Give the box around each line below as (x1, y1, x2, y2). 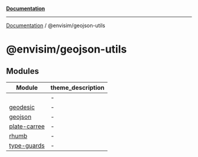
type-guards (9, 142, 45, 149)
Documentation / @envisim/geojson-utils (6, 22, 105, 29)
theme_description (50, 84, 105, 91)
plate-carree (9, 122, 45, 130)
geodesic (9, 103, 35, 111)
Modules (6, 66, 39, 76)
